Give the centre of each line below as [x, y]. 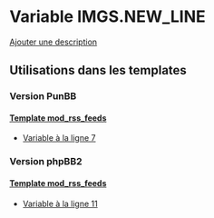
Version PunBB [43, 96]
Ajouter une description [53, 42]
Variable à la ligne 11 [60, 203]
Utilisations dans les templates [98, 70]
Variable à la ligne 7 [59, 138]
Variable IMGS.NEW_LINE [107, 17]
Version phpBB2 [46, 162]
